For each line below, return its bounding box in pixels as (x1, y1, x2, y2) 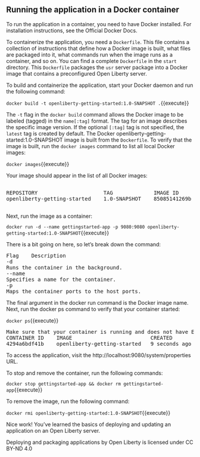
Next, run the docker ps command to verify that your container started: (6, 305, 180, 312)
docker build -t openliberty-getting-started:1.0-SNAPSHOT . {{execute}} (6, 99, 189, 107)
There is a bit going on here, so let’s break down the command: (6, 240, 161, 248)
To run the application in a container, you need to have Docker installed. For (6, 20, 192, 27)
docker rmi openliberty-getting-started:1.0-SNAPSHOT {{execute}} (6, 409, 171, 416)
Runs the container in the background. (6, 264, 123, 271)
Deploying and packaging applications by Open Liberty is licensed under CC (6, 439, 193, 446)
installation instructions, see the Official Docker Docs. (6, 27, 138, 34)
